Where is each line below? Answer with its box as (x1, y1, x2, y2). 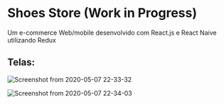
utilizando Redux (7, 35, 57, 44)
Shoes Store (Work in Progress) (7, 5, 198, 21)
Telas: (7, 57, 36, 69)
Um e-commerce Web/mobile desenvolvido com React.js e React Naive (7, 28, 217, 37)
